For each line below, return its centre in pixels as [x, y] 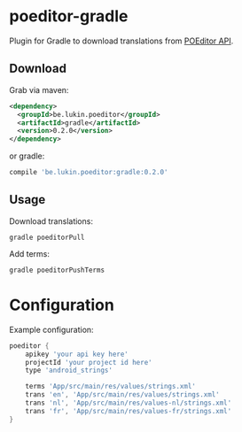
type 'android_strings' [69, 370]
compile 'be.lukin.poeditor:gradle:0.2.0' [89, 173]
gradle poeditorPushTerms [57, 270]
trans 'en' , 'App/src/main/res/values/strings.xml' [122, 395]
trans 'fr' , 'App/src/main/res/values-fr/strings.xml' [129, 411]
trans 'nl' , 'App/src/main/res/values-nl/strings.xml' [129, 403]
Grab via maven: [39, 89]
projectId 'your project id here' [89, 362]
